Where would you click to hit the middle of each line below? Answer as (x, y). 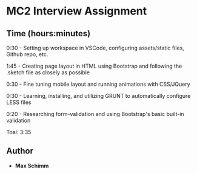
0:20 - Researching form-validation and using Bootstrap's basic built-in (95, 114)
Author (20, 151)
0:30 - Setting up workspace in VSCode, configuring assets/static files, (95, 48)
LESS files (19, 102)
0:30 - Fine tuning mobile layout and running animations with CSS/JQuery (98, 84)
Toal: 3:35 (19, 132)
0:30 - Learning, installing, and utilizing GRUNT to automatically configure (98, 96)
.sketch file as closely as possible (48, 72)
